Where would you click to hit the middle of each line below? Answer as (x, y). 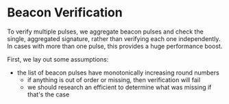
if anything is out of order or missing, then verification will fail (114, 79)
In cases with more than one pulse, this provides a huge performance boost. (115, 46)
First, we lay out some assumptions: (58, 59)
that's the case (48, 94)
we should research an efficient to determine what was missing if (119, 87)
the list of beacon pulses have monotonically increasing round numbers (118, 73)
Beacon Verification (65, 13)
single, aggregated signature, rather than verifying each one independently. (114, 38)
